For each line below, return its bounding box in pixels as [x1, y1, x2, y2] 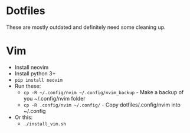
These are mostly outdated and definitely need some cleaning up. [6, 24, 166, 31]
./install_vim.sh [23, 121, 67, 127]
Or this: [14, 114, 33, 121]
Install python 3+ [14, 69, 56, 77]
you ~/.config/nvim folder [23, 95, 86, 102]
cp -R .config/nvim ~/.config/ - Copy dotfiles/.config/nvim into [23, 101, 181, 108]
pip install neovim [14, 77, 63, 83]
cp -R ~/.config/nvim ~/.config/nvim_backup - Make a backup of [23, 88, 184, 95]
